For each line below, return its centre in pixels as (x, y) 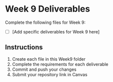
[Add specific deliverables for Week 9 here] (56, 32)
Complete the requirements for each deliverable (60, 64)
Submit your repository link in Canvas (50, 74)
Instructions (24, 47)
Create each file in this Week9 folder (49, 59)
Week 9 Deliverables (47, 9)
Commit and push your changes (44, 69)
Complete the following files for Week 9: (45, 22)
